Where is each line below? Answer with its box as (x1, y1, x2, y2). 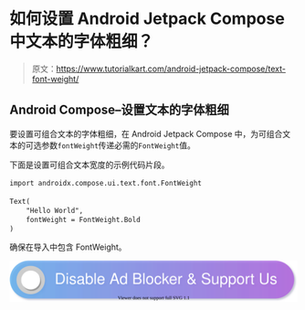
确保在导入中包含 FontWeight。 (9, 241, 127, 252)
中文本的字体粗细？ (9, 31, 154, 52)
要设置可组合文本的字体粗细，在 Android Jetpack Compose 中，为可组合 (9, 128, 283, 139)
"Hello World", (26, 206, 84, 215)
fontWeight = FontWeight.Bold (26, 215, 142, 224)
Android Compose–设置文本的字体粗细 (9, 102, 230, 118)
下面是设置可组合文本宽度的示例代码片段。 (9, 159, 170, 170)
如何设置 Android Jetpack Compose (9, 8, 285, 29)
